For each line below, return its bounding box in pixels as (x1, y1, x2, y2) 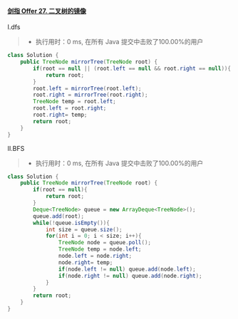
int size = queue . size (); (45, 226, 123, 233)
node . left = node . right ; (58, 253, 133, 260)
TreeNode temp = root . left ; (33, 98, 116, 105)
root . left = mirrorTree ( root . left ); (33, 85, 142, 92)
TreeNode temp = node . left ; (58, 246, 142, 253)
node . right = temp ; (58, 258, 113, 266)
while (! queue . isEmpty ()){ (33, 219, 110, 226)
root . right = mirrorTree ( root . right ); (33, 91, 148, 99)
